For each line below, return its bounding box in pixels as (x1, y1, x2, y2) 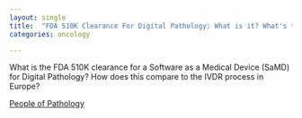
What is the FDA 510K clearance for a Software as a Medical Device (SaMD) (9, 62, 290, 72)
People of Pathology (9, 98, 85, 109)
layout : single (9, 13, 67, 22)
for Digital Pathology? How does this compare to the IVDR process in (9, 72, 264, 82)
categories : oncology (9, 29, 91, 38)
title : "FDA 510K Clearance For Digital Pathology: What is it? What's (9, 21, 288, 30)
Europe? (9, 81, 40, 92)
